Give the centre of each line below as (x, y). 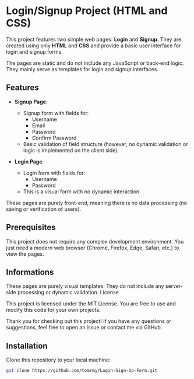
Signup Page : (31, 102)
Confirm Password (54, 138)
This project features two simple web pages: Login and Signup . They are (94, 39)
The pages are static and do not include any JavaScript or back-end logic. (95, 63)
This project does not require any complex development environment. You (95, 241)
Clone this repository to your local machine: (58, 360)
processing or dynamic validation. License (68, 293)
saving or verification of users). (44, 209)
